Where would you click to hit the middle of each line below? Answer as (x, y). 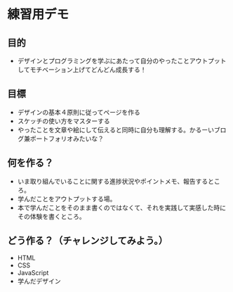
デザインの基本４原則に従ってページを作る (79, 112)
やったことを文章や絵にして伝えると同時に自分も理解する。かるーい (115, 129)
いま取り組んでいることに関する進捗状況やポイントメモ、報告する (113, 181)
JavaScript (33, 273)
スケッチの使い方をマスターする (64, 121)
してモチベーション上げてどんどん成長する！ (82, 70)
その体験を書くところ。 (51, 216)
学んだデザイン (39, 281)
